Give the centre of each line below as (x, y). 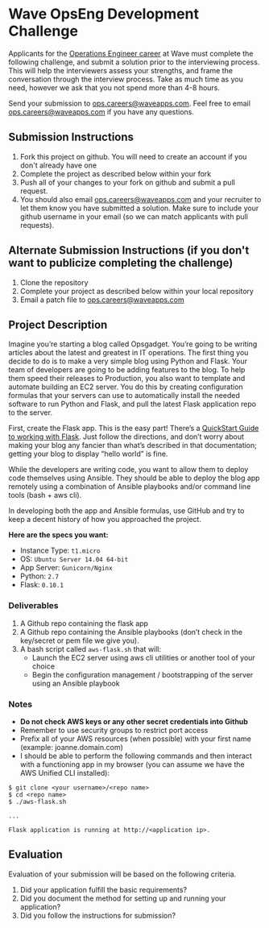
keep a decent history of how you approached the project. (105, 520)
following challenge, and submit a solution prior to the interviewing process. (134, 62)
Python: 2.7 (39, 576)
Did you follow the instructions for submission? (97, 915)
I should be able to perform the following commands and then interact (136, 756)
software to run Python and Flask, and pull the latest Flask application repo (132, 404)
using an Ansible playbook (76, 683)
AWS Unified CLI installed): (65, 773)
